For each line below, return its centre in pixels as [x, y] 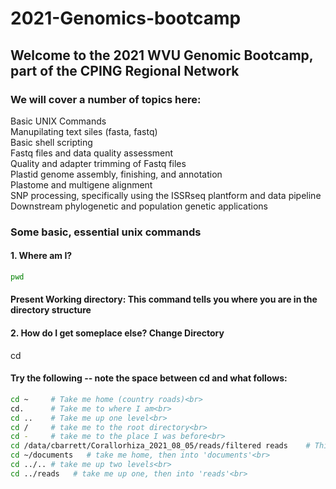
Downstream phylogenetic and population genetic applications [139, 206]
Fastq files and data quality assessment [92, 153]
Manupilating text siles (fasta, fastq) [84, 131]
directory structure [51, 310]
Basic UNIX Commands [58, 121]
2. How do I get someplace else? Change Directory [117, 333]
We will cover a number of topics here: [106, 99]
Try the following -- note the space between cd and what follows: [149, 378]
